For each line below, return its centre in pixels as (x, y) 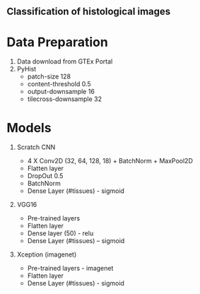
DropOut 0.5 (45, 176)
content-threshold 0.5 (59, 84)
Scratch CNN (36, 147)
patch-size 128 (49, 76)
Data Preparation (58, 42)
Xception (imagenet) (47, 254)
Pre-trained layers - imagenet (70, 269)
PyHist (27, 69)
